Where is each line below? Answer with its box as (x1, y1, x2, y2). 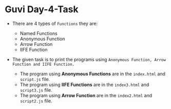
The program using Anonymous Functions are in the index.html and (20, 70, 165, 77)
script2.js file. (20, 98, 52, 104)
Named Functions (20, 30, 58, 36)
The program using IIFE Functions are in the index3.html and (20, 81, 149, 88)
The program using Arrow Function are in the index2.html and (20, 92, 153, 98)
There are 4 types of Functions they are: (12, 20, 98, 26)
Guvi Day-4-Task (5, 4, 79, 15)
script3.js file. (20, 87, 52, 93)
